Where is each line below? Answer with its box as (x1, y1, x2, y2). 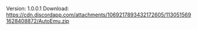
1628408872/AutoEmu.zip (6, 18, 69, 24)
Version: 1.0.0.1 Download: (6, 5, 69, 12)
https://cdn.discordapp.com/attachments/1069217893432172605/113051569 (6, 11, 191, 18)
